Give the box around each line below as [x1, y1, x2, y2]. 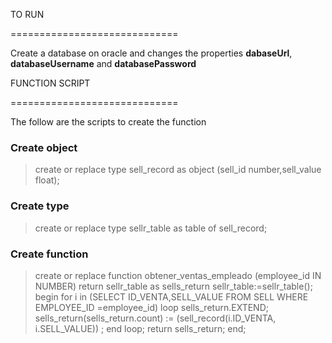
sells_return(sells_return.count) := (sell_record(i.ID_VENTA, [34, 312, 277, 324]
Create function [10, 247, 89, 261]
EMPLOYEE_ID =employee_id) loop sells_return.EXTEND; [34, 301, 269, 313]
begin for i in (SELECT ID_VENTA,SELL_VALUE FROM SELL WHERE [34, 290, 309, 303]
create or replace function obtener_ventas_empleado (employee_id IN [34, 269, 322, 281]
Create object [10, 140, 78, 154]
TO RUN [10, 9, 45, 20]
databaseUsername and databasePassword [10, 58, 197, 69]
